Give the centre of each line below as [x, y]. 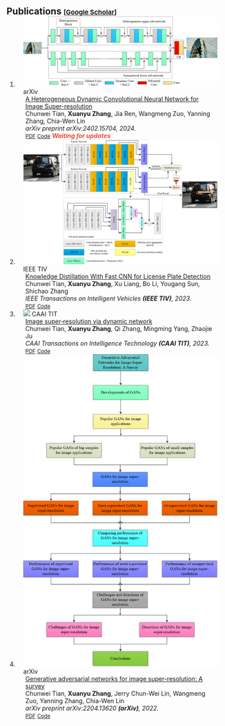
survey [35, 686]
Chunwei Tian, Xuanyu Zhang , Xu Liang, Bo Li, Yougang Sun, [113, 283]
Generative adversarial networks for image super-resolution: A [114, 678]
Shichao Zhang [47, 291]
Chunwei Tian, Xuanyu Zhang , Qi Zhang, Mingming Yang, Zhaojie [119, 328]
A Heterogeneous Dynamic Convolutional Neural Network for [112, 99]
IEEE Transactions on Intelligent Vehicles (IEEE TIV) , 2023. [108, 298]
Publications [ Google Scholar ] [62, 11]
